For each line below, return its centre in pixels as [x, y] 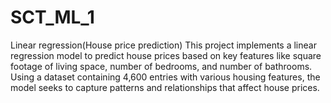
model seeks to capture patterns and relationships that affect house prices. [165, 87]
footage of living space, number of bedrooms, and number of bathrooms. [161, 66]
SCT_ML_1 [52, 17]
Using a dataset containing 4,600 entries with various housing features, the [165, 77]
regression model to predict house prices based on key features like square [166, 55]
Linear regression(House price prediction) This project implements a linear [163, 45]
